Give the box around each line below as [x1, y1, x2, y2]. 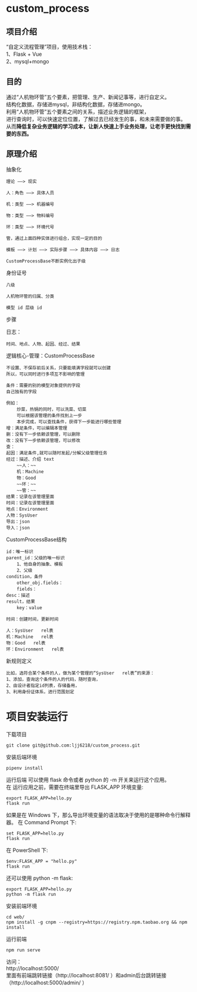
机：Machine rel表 [6, 633, 54, 640]
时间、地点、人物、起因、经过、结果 [6, 341, 81, 347]
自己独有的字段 [6, 389, 37, 394]
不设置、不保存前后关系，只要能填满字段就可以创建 [6, 365, 111, 371]
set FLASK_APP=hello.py [6, 830, 64, 836]
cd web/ [6, 914, 25, 920]
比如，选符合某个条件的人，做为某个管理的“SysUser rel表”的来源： [6, 670, 155, 676]
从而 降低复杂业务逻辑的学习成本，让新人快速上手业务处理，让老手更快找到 [6, 123, 186, 130]
